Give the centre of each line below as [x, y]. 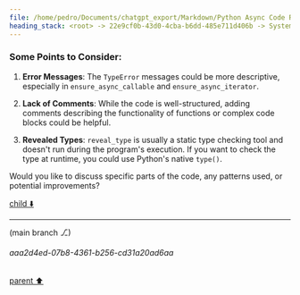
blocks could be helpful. [67, 122]
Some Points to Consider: [66, 57]
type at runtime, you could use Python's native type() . [122, 158]
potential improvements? [54, 185]
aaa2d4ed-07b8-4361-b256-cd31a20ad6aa [92, 253]
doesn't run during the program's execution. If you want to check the [149, 149]
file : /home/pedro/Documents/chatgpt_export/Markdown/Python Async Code [147, 17]
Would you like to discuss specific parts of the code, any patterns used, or [146, 176]
